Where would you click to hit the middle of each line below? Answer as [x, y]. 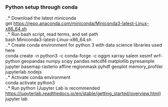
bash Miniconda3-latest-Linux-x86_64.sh [48, 40]
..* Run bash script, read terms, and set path [52, 34]
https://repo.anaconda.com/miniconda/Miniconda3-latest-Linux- [81, 23]
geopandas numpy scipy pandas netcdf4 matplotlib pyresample [88, 61]
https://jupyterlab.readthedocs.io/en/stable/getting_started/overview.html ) [83, 94]
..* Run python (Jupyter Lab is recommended [53, 88]
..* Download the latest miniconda [41, 18]
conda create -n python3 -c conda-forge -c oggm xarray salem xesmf [79, 56]
